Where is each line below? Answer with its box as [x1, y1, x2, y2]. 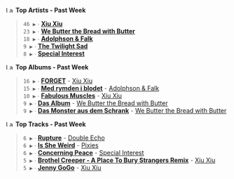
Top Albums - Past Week [15, 63, 89, 71]
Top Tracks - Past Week [15, 120, 86, 128]
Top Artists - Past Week [15, 6, 86, 14]
